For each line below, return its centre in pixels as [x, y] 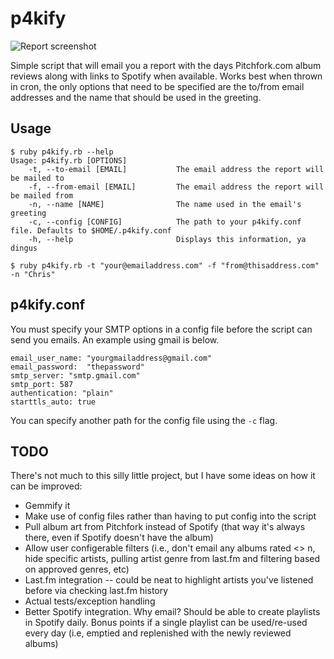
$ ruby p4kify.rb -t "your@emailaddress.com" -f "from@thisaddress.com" [165, 265]
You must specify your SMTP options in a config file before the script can [161, 329]
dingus [24, 248]
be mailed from [42, 195]
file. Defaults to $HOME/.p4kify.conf [91, 230]
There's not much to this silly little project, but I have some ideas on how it [163, 476]
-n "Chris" [33, 274]
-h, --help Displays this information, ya [167, 239]
